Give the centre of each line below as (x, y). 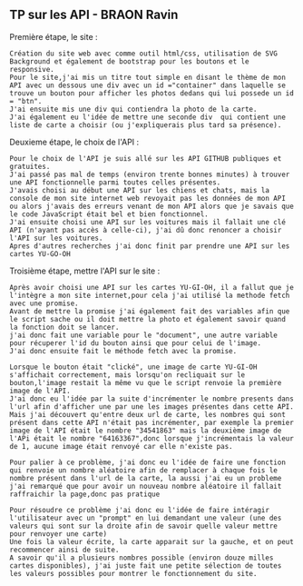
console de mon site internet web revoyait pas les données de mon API (147, 198)
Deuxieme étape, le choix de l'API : (74, 142)
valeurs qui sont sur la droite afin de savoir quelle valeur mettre (144, 526)
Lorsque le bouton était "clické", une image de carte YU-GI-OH (133, 367)
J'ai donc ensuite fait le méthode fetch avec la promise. (123, 351)
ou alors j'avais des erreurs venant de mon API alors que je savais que (152, 206)
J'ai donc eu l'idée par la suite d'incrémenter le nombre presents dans (152, 399)
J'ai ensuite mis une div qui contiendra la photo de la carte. (133, 109)
